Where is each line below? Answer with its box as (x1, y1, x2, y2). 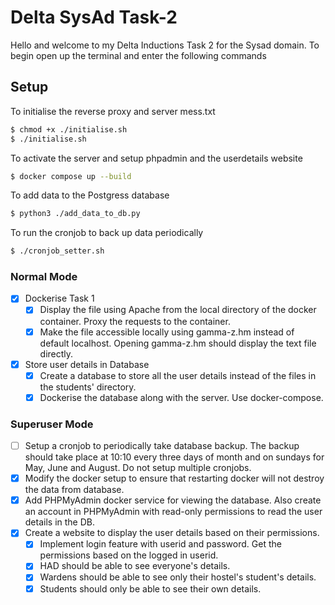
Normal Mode (10, 270, 78, 284)
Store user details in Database (24, 358, 150, 370)
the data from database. (24, 484, 125, 496)
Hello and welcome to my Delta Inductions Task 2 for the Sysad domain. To (10, 39, 320, 51)
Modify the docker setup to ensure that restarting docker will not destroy (24, 472, 325, 485)
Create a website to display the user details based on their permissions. (24, 527, 320, 539)
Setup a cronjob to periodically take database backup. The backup (24, 440, 300, 452)
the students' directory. (39, 381, 137, 393)
